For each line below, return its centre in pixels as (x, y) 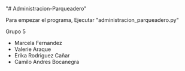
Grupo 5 (16, 31)
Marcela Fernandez (38, 43)
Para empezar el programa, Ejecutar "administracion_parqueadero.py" (92, 20)
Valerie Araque (33, 49)
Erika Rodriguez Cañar (42, 55)
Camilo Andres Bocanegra (46, 62)
